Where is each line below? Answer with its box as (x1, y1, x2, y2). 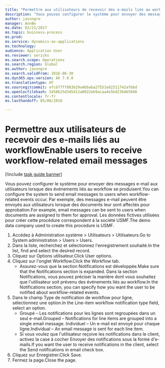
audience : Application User (5, 48, 63, 53)
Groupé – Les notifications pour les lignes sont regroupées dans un (19, 310, 156, 316)
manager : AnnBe (5, 21, 36, 26)
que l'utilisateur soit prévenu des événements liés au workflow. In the (19, 279, 158, 285)
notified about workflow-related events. (19, 289, 100, 295)
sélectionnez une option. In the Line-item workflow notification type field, (12, 300, 160, 306)
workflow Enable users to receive (5, 145, 142, 156)
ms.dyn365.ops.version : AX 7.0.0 (5, 76, 74, 80)
